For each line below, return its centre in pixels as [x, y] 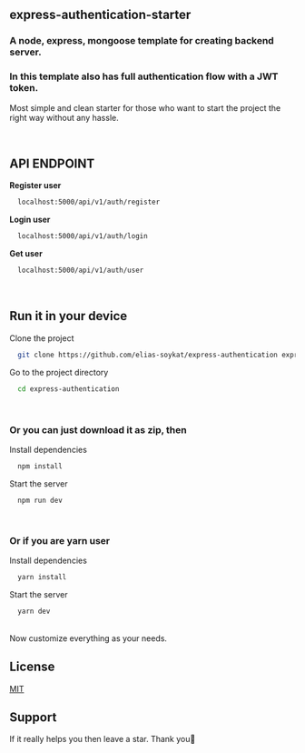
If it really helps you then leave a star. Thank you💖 [103, 739]
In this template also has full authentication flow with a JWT [144, 76]
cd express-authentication [69, 389]
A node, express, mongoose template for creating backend [142, 41]
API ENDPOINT [52, 164]
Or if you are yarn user [60, 540]
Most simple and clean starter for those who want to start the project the [145, 107]
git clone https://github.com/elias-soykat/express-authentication [148, 355]
